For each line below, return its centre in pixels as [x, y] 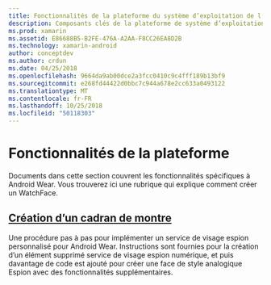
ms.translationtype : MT [48, 91]
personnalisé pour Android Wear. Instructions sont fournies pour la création [134, 246]
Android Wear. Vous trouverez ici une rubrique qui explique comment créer [133, 184]
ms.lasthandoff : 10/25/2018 [56, 106]
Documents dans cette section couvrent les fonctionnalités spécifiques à [129, 175]
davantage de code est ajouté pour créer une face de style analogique [125, 263]
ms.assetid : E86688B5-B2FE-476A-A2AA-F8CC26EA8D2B [95, 38]
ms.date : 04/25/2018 [43, 69]
